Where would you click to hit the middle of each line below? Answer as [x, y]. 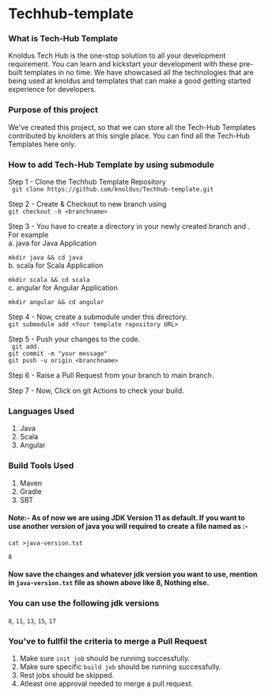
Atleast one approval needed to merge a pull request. [106, 684]
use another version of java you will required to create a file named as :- [129, 527]
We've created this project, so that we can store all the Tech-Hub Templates [132, 127]
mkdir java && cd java [45, 258]
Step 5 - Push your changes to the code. [74, 339]
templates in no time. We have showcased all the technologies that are [139, 73]
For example [28, 235]
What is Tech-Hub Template [63, 39]
